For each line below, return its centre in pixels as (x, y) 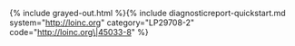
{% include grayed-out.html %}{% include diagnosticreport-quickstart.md (147, 13)
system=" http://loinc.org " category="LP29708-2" (102, 23)
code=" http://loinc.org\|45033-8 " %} (79, 32)
